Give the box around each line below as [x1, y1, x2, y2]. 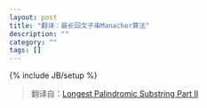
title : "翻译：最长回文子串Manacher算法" [9, 21, 150, 30]
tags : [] [9, 46, 42, 55]
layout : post [9, 12, 58, 22]
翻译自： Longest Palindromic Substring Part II [30, 89, 199, 99]
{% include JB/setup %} [9, 70, 98, 81]
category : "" [9, 37, 58, 47]
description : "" [9, 29, 69, 38]
